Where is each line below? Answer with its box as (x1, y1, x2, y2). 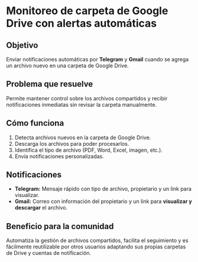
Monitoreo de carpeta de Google (6, 4, 168, 18)
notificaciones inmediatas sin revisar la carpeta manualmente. (6, 101, 157, 108)
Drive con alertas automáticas (6, 17, 157, 30)
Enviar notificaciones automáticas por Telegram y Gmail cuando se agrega (6, 56, 189, 63)
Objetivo (6, 40, 38, 50)
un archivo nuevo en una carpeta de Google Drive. (6, 62, 129, 69)
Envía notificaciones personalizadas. (14, 152, 105, 160)
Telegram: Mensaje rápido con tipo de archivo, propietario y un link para (14, 185, 192, 192)
